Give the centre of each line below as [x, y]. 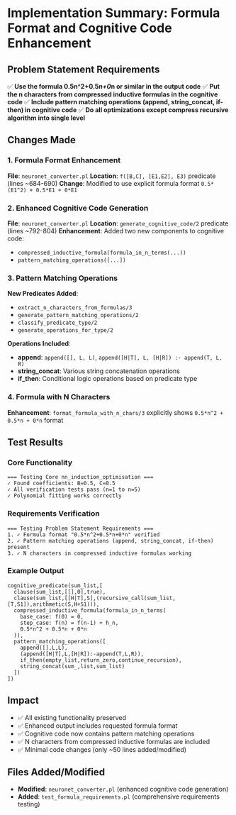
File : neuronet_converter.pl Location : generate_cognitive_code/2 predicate [118, 223]
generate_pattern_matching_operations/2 [78, 316]
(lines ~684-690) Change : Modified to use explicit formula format [103, 183]
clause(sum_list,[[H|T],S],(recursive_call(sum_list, [95, 598]
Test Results [35, 442]
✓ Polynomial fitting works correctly [64, 496]
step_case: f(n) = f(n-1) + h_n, [69, 623]
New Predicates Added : [43, 294]
